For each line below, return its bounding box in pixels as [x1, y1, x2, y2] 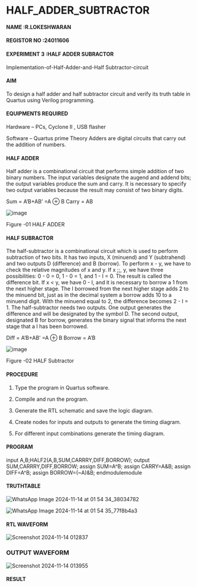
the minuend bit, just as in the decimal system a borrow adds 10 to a [6, 291, 172, 299]
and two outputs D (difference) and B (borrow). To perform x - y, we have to [6, 260, 191, 267]
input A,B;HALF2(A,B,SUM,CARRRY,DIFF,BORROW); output [6, 456, 150, 463]
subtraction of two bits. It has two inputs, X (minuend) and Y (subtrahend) [6, 254, 186, 261]
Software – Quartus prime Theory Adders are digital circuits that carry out [6, 134, 186, 142]
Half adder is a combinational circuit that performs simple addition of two [6, 168, 185, 175]
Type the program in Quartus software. [14, 384, 110, 391]
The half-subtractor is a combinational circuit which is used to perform [6, 248, 179, 255]
